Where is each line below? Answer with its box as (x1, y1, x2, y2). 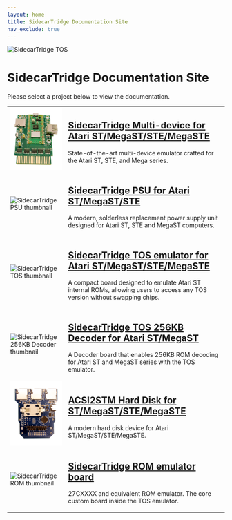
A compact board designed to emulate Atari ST (68, 278, 202, 287)
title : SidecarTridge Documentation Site (7, 18, 128, 26)
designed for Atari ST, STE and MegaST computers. (68, 221, 215, 229)
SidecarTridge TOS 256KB (68, 321, 184, 333)
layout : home (7, 11, 45, 18)
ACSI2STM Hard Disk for (68, 394, 177, 407)
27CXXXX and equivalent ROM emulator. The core (68, 490, 212, 498)
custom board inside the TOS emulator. (68, 497, 180, 505)
